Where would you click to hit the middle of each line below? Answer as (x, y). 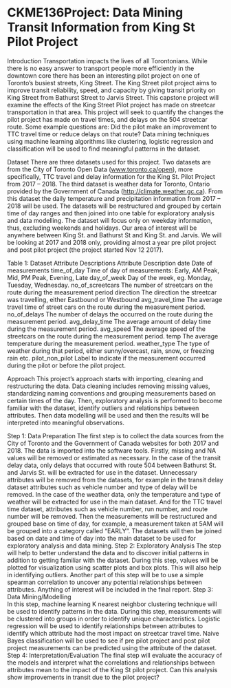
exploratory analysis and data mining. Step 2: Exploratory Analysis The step (114, 546)
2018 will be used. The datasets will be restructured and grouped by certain (114, 206)
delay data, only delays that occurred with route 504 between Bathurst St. (112, 465)
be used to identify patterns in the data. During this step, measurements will (114, 611)
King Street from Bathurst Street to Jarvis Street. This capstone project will (113, 97)
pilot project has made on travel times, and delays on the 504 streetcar (107, 119)
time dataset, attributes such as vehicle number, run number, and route (108, 509)
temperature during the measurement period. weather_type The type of (108, 343)
